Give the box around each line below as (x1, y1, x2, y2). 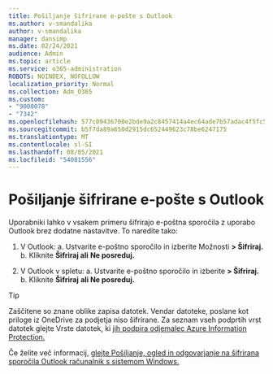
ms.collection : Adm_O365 (8, 87, 93, 96)
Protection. (8, 333, 45, 342)
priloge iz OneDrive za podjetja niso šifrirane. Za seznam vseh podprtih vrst (8, 315, 262, 325)
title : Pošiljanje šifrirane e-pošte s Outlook (8, 11, 173, 20)
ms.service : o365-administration (8, 65, 122, 73)
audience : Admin (8, 50, 63, 58)
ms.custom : (8, 95, 45, 103)
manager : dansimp (8, 34, 67, 43)
